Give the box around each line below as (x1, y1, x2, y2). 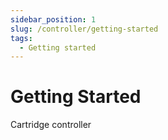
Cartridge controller (10, 119, 92, 131)
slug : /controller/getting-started (10, 24, 159, 34)
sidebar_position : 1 (10, 14, 97, 25)
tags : (10, 33, 33, 43)
